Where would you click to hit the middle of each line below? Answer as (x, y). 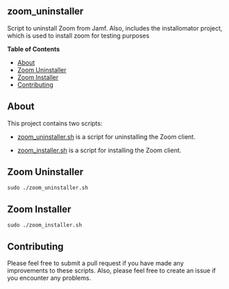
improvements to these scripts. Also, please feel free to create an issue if (112, 271)
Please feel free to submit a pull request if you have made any (95, 263)
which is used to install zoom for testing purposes (78, 35)
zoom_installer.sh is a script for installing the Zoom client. (99, 150)
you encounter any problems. (49, 278)
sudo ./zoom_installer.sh (44, 225)
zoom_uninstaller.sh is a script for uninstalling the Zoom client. (106, 137)
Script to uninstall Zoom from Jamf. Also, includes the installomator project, (115, 28)
